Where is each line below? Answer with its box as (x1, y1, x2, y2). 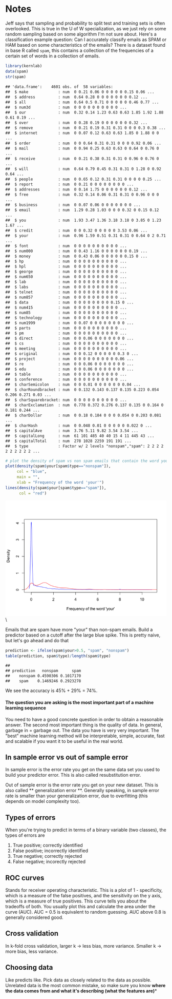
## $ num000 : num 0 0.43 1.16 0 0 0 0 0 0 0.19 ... (5, 248, 147, 254)
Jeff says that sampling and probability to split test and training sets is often (5, 20, 165, 26)
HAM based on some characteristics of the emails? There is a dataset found (5, 42, 165, 48)
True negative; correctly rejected (12, 853, 82, 859)
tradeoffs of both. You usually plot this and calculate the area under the (5, 904, 156, 910)
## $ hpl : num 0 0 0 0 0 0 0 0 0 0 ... (5, 264, 127, 269)
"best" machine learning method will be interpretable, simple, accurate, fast (5, 733, 165, 739)
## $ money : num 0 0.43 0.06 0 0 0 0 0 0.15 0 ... (5, 254, 147, 259)
